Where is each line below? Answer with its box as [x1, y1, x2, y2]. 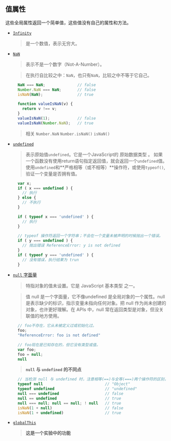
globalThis [12, 420, 36, 426]
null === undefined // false [17, 391, 124, 396]
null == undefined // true [17, 396, 122, 401]
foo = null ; [17, 352, 43, 357]
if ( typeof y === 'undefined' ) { [17, 252, 94, 258]
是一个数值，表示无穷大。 [25, 40, 80, 46]
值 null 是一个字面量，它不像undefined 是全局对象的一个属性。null [25, 294, 165, 300]
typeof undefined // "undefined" [17, 387, 138, 392]
